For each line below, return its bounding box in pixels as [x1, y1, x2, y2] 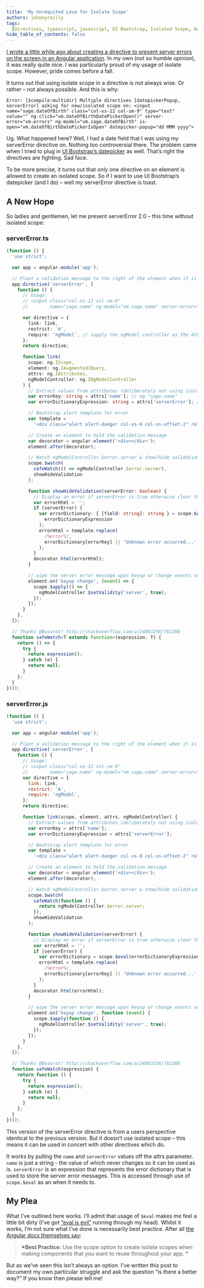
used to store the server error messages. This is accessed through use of [6, 1172, 190, 1179]
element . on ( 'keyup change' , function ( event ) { [28, 1010, 151, 1016]
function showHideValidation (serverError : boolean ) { [28, 488, 167, 494]
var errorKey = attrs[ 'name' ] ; [28, 825, 107, 831]
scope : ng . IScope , [28, 360, 75, 366]
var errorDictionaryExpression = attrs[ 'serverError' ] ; [28, 831, 172, 837]
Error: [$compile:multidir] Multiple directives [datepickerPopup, [6, 98, 181, 104]
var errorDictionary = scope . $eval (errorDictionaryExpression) [38, 954, 202, 960]
